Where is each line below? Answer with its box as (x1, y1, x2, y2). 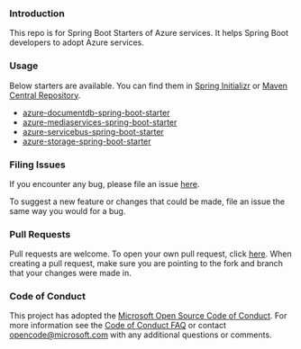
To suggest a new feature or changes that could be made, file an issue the (9, 196, 286, 207)
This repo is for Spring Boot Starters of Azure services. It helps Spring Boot (9, 28, 289, 39)
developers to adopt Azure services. (9, 37, 144, 48)
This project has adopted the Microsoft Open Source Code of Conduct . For (9, 310, 287, 321)
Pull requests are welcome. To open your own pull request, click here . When (9, 248, 292, 259)
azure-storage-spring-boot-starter (22, 136, 151, 147)
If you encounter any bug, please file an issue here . (9, 178, 200, 189)
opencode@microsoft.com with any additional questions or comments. (9, 329, 272, 340)
